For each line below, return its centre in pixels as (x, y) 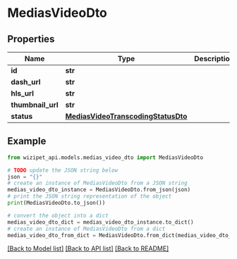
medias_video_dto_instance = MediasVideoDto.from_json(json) (99, 190)
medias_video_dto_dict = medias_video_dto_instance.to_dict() (101, 222)
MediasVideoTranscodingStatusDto (126, 116)
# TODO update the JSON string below (63, 170)
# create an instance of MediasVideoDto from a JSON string (98, 183)
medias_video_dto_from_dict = (52, 235)
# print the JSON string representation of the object (90, 196)
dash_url (26, 82)
